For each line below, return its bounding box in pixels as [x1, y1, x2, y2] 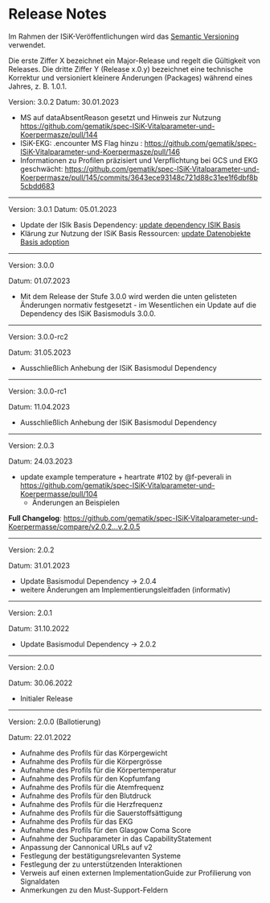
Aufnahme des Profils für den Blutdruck [19, 791, 152, 801]
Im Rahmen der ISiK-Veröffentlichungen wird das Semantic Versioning [8, 31, 239, 41]
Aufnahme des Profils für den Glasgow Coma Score [19, 825, 191, 834]
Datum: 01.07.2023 [8, 276, 71, 285]
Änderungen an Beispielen [31, 497, 121, 507]
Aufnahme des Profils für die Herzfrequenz [19, 799, 163, 809]
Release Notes [8, 5, 107, 23]
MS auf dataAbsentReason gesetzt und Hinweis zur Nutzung [19, 112, 221, 122]
